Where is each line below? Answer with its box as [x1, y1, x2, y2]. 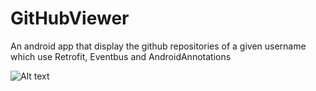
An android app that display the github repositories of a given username [10, 40, 307, 52]
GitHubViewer [10, 7, 130, 30]
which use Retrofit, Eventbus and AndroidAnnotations [10, 50, 232, 62]
